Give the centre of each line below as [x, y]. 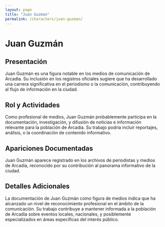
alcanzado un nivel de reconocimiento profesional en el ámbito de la [75, 203]
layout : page [19, 10]
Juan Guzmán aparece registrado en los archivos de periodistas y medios [80, 160]
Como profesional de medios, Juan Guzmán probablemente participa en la [81, 117]
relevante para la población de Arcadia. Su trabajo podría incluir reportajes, [82, 127]
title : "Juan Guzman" [27, 14]
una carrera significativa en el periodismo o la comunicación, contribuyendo [83, 84]
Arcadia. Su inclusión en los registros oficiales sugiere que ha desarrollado [81, 79]
